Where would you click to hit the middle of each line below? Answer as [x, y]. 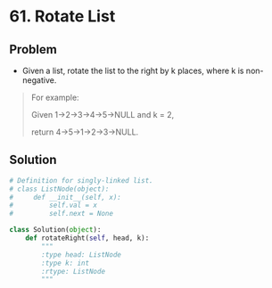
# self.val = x [54, 206]
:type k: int [66, 263]
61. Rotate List [62, 16]
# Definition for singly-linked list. [81, 180]
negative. [39, 80]
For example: [55, 97]
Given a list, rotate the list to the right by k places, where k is [133, 70]
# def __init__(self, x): [66, 197]
